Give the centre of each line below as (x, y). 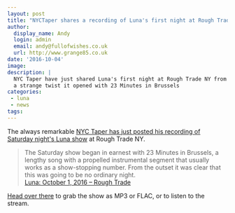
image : (17, 66)
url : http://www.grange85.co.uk (61, 53)
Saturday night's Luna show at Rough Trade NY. (76, 139)
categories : (24, 92)
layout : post (26, 14)
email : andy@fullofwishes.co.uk (61, 46)
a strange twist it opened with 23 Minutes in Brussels (97, 85)
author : (19, 27)
